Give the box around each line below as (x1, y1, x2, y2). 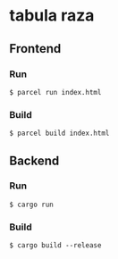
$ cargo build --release (9, 241, 102, 250)
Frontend (9, 41, 62, 56)
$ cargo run (9, 200, 54, 209)
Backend (9, 153, 60, 168)
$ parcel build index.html (9, 129, 110, 138)
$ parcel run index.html (9, 88, 102, 96)
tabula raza (9, 5, 95, 26)
